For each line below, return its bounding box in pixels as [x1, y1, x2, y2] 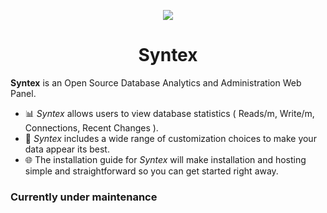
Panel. [10, 87, 37, 99]
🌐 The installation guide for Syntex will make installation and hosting [24, 153, 307, 165]
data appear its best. [24, 143, 110, 155]
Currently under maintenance [10, 190, 158, 204]
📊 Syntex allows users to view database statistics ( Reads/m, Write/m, [24, 107, 315, 119]
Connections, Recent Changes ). [24, 121, 159, 134]
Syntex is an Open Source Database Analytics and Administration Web [10, 76, 302, 89]
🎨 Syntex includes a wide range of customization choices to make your [24, 132, 317, 144]
